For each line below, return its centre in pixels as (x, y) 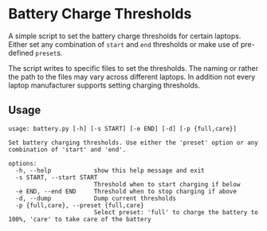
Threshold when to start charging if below (167, 184)
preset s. (49, 53)
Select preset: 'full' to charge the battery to (176, 212)
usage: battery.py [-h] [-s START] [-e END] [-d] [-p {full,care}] (123, 128)
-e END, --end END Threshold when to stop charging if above (126, 191)
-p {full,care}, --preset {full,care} (80, 205)
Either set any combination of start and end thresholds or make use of (124, 44)
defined (21, 53)
